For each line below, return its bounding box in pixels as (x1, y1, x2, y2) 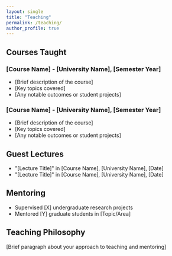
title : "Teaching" (6, 14, 51, 20)
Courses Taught (6, 47, 67, 57)
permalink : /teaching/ (6, 20, 62, 25)
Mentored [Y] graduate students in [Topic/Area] (14, 210, 131, 217)
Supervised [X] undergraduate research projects (14, 204, 133, 211)
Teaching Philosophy (6, 228, 86, 238)
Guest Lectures (6, 149, 64, 159)
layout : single (6, 8, 44, 15)
